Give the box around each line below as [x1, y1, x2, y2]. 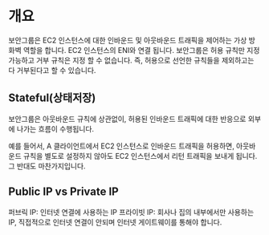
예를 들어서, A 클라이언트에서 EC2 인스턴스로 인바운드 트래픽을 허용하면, [8, 141, 234, 151]
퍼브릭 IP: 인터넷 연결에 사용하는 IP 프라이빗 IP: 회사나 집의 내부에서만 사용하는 [8, 207, 255, 217]
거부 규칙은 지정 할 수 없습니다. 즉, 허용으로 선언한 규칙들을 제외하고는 [35, 55, 255, 65]
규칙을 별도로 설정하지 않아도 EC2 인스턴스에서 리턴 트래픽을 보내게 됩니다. [22, 151, 258, 160]
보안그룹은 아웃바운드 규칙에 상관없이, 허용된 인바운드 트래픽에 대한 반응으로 [8, 114, 247, 124]
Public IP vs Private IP [8, 185, 119, 199]
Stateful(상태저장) [8, 91, 96, 105]
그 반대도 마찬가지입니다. [8, 161, 86, 171]
